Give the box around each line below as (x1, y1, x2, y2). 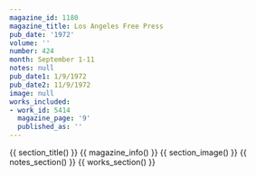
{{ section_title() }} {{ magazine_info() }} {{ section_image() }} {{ (9, 147, 247, 158)
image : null (9, 88, 54, 97)
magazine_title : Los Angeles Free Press (9, 22, 165, 31)
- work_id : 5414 (9, 106, 71, 115)
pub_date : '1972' (9, 30, 75, 39)
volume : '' (9, 38, 51, 48)
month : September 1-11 (9, 55, 95, 64)
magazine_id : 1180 (9, 13, 79, 23)
